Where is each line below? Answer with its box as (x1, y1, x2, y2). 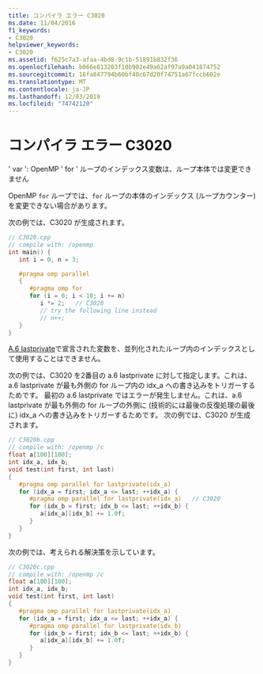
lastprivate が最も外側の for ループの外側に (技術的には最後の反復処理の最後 (8, 401, 255, 410)
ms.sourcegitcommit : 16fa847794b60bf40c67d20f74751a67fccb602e (8, 70, 221, 78)
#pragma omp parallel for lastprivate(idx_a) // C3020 (28, 495, 221, 503)
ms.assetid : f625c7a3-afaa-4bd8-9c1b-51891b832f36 (8, 56, 178, 64)
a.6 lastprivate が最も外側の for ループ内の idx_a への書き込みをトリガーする (8, 381, 256, 390)
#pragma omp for (28, 284, 83, 293)
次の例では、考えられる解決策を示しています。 (8, 547, 160, 557)
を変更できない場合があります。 (8, 201, 112, 211)
